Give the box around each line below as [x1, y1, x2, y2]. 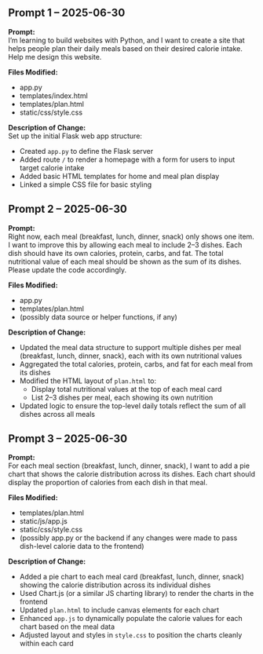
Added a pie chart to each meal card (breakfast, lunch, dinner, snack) [19, 572, 245, 582]
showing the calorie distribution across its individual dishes [19, 580, 211, 590]
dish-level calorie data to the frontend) [19, 542, 144, 551]
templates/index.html [19, 90, 88, 100]
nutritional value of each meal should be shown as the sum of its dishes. [8, 257, 242, 266]
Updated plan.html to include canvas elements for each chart [19, 605, 220, 615]
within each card [19, 639, 75, 649]
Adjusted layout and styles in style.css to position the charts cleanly [19, 630, 243, 640]
